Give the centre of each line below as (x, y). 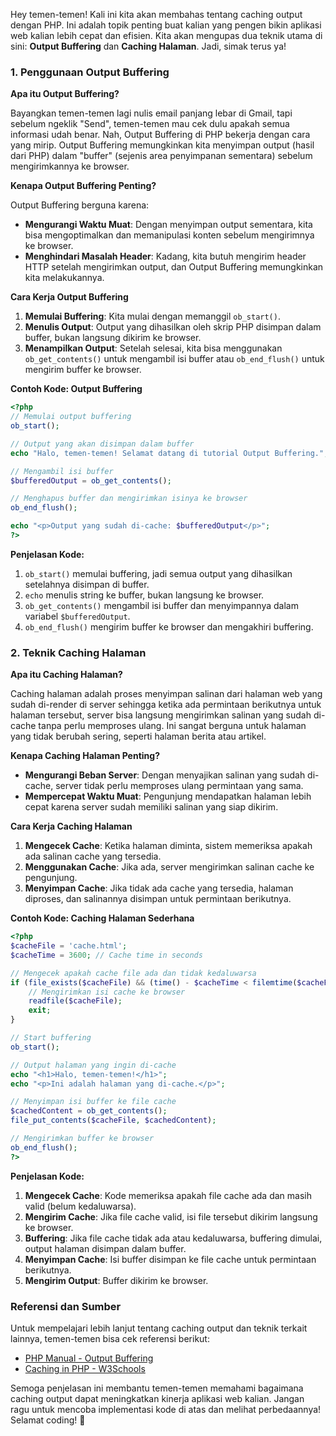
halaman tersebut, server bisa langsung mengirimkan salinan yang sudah (161, 715)
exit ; (40, 1010)
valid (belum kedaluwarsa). (80, 1206)
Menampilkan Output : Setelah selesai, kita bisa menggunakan (153, 348)
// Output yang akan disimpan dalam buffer (102, 444)
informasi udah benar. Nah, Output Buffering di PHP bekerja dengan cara (160, 135)
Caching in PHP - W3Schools (85, 1369)
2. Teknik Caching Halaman (78, 652)
